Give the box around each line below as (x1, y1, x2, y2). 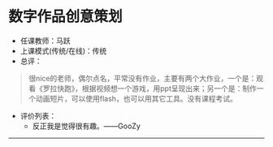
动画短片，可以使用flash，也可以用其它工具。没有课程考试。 (35, 93, 237, 103)
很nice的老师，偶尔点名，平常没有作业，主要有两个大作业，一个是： (28, 73, 257, 83)
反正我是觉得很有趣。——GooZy (32, 121, 141, 131)
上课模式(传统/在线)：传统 (19, 45, 107, 55)
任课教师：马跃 (19, 36, 71, 45)
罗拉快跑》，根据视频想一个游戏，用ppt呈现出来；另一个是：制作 (42, 83, 258, 93)
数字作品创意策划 (8, 7, 123, 26)
